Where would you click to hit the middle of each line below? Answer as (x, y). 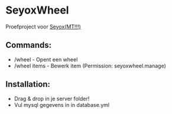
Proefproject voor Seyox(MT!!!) (43, 27)
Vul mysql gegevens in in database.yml (62, 105)
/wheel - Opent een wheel (46, 59)
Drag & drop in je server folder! (52, 99)
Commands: (29, 45)
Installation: (28, 84)
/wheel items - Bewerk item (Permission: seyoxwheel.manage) (90, 66)
